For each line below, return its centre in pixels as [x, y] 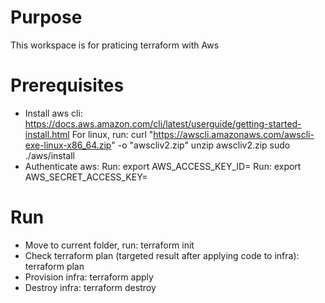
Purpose [46, 17]
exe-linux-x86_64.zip [68, 145]
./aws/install [49, 155]
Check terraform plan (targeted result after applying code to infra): [162, 255]
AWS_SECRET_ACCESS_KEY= [86, 177]
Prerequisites [67, 85]
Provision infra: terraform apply [89, 277]
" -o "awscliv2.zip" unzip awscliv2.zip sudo [201, 145]
